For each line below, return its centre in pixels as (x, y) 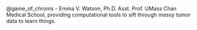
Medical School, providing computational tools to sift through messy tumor (98, 15)
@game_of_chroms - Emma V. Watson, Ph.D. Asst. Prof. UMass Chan (92, 9)
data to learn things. (31, 21)
